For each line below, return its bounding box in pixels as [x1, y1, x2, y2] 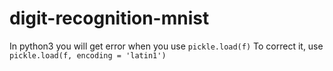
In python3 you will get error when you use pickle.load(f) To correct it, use [9, 40, 324, 52]
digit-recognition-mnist [9, 7, 210, 30]
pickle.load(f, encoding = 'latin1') [9, 50, 167, 61]
